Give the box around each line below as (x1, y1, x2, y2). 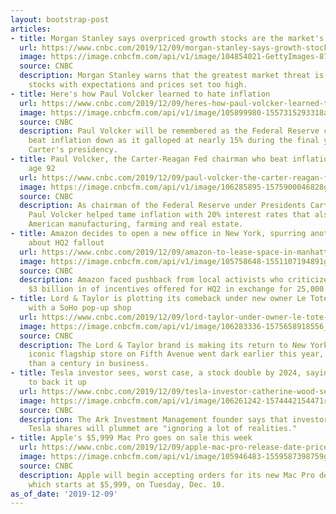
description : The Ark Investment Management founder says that (19, 414, 288, 425)
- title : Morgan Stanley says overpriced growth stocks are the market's (10, 33, 325, 43)
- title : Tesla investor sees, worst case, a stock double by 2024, (10, 368, 302, 378)
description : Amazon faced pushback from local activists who (19, 275, 284, 285)
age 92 (28, 163, 56, 173)
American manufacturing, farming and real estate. (28, 219, 244, 230)
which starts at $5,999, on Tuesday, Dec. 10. (28, 479, 226, 490)
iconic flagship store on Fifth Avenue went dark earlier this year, (28, 349, 325, 360)
